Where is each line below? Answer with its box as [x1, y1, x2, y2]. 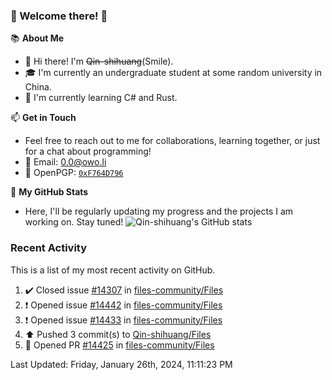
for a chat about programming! [24, 145, 152, 158]
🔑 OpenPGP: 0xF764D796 [24, 167, 124, 179]
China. [24, 81, 52, 93]
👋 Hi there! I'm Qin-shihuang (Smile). [24, 55, 174, 68]
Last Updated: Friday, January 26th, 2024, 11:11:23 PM [10, 358, 233, 370]
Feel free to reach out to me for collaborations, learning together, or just [24, 135, 321, 147]
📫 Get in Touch [10, 112, 77, 124]
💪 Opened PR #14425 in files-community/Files [24, 339, 215, 351]
